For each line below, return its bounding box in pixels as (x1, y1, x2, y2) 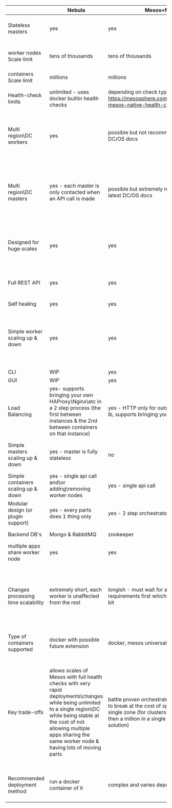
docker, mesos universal (107, 640, 167, 646)
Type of (8, 633, 27, 640)
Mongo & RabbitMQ (49, 531, 97, 538)
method (8, 788, 27, 795)
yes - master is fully (49, 448, 98, 455)
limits (8, 98, 21, 105)
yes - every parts (49, 506, 92, 513)
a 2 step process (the (49, 404, 101, 411)
